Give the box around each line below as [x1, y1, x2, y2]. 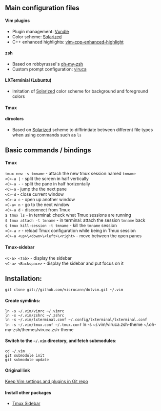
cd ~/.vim [5, 348, 25, 354]
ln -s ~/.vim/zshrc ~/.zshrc [5, 313, 64, 318]
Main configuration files [5, 4, 80, 12]
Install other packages [5, 389, 52, 395]
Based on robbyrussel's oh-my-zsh [12, 61, 83, 67]
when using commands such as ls [12, 132, 82, 137]
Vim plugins [5, 17, 30, 23]
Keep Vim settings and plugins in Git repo [5, 379, 88, 385]
